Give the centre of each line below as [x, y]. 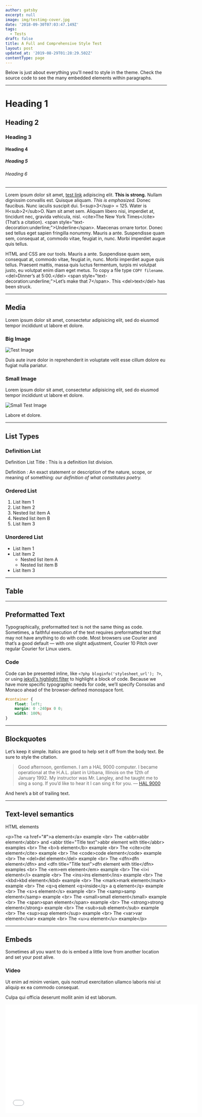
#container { [19, 699]
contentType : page [25, 58]
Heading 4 [17, 149]
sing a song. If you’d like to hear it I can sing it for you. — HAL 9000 [89, 783]
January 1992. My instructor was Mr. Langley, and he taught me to [88, 778]
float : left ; [28, 704]
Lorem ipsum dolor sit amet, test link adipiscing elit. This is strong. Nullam [84, 195]
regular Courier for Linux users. [38, 649]
